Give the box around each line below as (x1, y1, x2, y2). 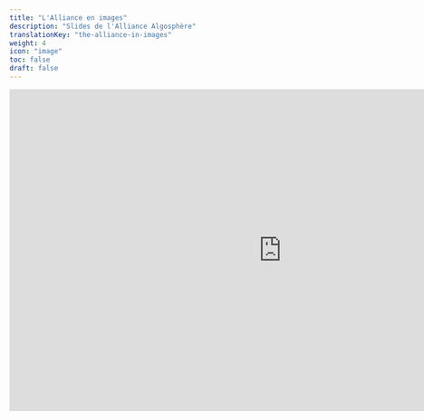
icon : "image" (9, 47, 63, 56)
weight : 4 (9, 38, 47, 48)
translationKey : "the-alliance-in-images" (9, 30, 172, 39)
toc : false (9, 55, 51, 64)
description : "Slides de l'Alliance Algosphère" (9, 22, 197, 31)
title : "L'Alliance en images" (9, 13, 128, 23)
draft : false (9, 64, 59, 73)
